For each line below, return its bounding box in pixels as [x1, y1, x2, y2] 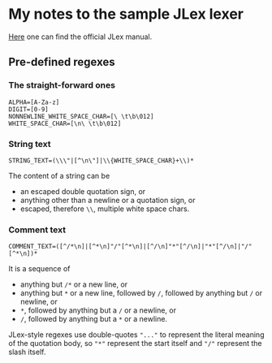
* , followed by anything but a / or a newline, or [19, 305, 177, 315]
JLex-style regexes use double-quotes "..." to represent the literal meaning [8, 330, 265, 339]
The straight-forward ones [8, 80, 116, 91]
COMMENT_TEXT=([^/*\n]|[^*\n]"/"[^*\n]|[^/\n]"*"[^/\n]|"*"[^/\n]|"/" [8, 243, 253, 251]
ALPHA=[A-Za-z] [8, 98, 60, 106]
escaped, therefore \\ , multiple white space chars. [19, 204, 190, 214]
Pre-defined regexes [8, 55, 115, 69]
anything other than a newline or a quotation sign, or [19, 195, 196, 205]
